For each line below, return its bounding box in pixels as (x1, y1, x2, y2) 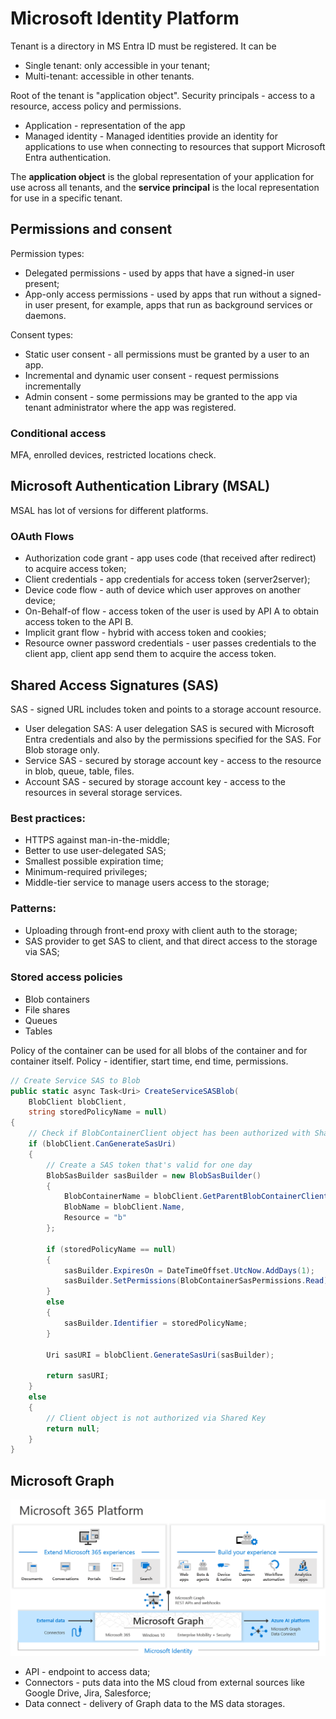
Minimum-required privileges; (24, 866, 148, 878)
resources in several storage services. (24, 786, 183, 798)
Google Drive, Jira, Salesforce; (24, 1687, 152, 1699)
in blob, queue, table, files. (24, 765, 135, 777)
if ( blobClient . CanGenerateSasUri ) (28, 1139, 177, 1149)
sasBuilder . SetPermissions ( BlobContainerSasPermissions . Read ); (63, 1276, 333, 1286)
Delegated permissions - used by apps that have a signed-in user (24, 267, 295, 279)
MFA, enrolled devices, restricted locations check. (10, 449, 217, 461)
